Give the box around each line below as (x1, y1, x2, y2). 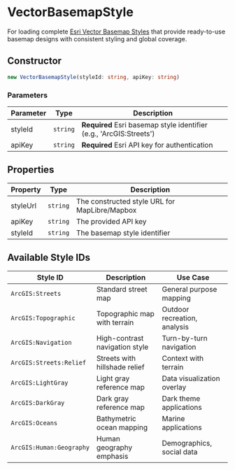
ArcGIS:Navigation (10, 339, 72, 346)
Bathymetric (97, 413, 136, 423)
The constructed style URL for (76, 197, 176, 206)
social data (162, 447, 198, 457)
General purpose (162, 284, 218, 294)
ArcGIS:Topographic (10, 314, 76, 322)
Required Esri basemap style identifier (81, 120, 208, 129)
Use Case (176, 272, 210, 282)
